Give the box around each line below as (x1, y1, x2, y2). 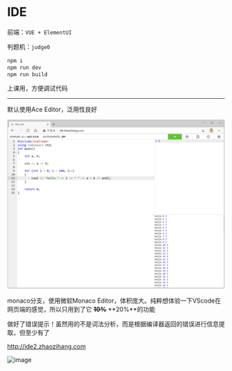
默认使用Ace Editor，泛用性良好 (7, 105, 98, 113)
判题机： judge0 (7, 42, 50, 50)
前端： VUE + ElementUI (7, 28, 72, 36)
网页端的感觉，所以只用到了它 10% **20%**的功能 (7, 305, 155, 313)
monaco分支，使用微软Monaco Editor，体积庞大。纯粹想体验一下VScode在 (7, 296, 221, 305)
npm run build (7, 70, 48, 78)
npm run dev (7, 64, 41, 71)
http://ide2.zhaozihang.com (7, 342, 86, 350)
